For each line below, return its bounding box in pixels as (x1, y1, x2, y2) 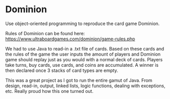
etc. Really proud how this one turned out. (5, 88, 93, 94)
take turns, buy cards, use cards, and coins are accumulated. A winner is (5, 62, 159, 68)
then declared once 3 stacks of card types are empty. (5, 67, 118, 73)
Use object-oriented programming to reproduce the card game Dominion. (5, 20, 160, 27)
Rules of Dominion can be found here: (5, 30, 85, 36)
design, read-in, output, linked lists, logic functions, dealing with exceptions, (5, 83, 166, 89)
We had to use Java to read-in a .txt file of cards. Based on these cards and (5, 45, 164, 52)
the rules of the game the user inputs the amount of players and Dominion (5, 51, 161, 57)
